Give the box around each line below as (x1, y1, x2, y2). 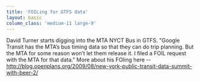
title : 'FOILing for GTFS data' (6, 9, 88, 15)
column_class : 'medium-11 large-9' (6, 20, 97, 26)
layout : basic (6, 15, 43, 21)
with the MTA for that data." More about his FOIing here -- (6, 56, 151, 64)
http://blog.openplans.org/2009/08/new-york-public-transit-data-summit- (6, 63, 193, 70)
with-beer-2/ (6, 69, 38, 77)
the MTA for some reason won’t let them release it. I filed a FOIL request (6, 50, 187, 57)
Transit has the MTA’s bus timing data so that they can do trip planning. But (6, 43, 194, 50)
